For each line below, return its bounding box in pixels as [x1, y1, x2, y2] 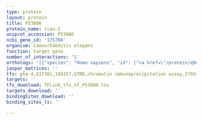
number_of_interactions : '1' [6, 54, 80, 60]
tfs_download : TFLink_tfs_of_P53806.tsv [6, 82, 110, 88]
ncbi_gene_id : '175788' [6, 37, 66, 43]
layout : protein [6, 15, 47, 21]
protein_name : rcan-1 [6, 25, 61, 32]
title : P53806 [6, 20, 42, 26]
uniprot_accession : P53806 [6, 32, 74, 38]
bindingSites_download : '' [6, 93, 74, 99]
